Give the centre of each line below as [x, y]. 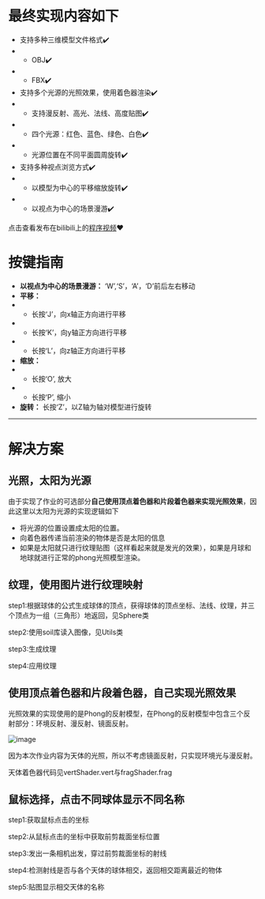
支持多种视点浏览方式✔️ [58, 167]
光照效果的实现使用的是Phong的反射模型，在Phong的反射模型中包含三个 [126, 713]
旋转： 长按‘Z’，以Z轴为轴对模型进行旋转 [86, 407]
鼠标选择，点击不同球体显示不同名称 [96, 799]
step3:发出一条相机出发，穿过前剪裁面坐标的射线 [88, 853]
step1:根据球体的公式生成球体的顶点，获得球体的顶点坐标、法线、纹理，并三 [131, 605]
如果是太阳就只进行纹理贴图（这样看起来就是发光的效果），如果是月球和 [135, 547]
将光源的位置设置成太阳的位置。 [71, 528]
